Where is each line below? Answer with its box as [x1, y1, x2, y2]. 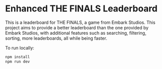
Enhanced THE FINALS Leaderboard [5, 3, 158, 14]
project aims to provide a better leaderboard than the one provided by [5, 24, 149, 30]
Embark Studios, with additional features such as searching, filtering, [5, 30, 147, 36]
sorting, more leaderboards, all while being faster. [5, 35, 107, 41]
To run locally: [5, 45, 34, 51]
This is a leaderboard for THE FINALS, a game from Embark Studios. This [5, 19, 156, 25]
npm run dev [5, 59, 30, 64]
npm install [5, 54, 30, 60]
